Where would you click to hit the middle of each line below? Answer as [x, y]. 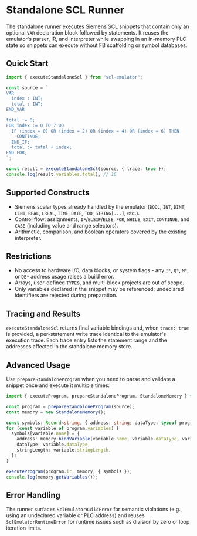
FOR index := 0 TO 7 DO [35, 125]
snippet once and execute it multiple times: [58, 385]
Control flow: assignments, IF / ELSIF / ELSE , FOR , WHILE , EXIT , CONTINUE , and [102, 219]
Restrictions [29, 256]
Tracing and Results [43, 313]
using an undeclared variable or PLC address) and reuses [75, 515]
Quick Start [27, 64]
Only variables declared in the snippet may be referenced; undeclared [99, 289]
